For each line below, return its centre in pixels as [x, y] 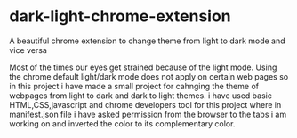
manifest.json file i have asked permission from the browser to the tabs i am [148, 114]
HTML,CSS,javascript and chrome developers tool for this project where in [145, 104]
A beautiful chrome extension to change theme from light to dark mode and [148, 41]
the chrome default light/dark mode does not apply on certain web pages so [149, 76]
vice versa [28, 50]
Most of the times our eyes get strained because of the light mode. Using [143, 67]
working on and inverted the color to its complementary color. [122, 123]
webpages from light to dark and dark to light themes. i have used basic [141, 96]
